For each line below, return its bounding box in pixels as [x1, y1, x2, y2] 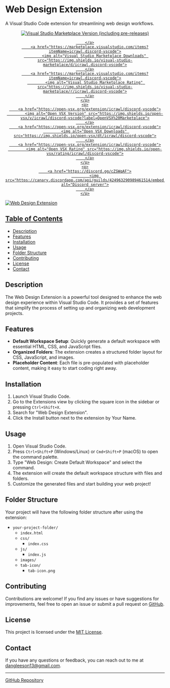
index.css [27, 541, 49, 546]
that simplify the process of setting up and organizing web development [5, 304, 155, 311]
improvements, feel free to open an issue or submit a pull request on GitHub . [5, 601, 165, 607]
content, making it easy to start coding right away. [12, 365, 117, 371]
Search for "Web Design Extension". [12, 409, 88, 416]
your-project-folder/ [12, 525, 58, 530]
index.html [20, 530, 44, 536]
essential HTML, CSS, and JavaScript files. [12, 343, 102, 350]
